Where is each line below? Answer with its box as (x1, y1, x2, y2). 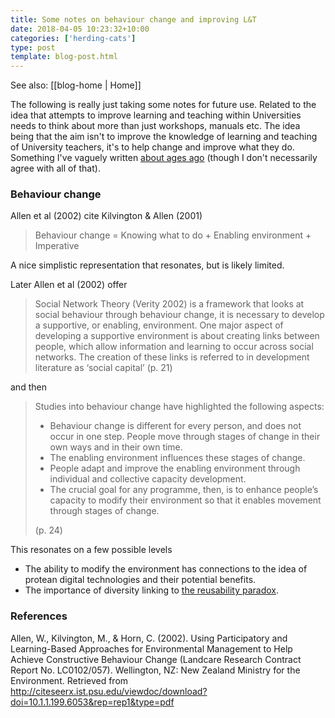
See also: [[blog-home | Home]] (10, 79, 142, 91)
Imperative (34, 240, 80, 252)
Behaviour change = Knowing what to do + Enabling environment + (34, 229, 312, 241)
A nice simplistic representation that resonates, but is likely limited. (10, 259, 285, 271)
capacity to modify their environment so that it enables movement (49, 494, 322, 506)
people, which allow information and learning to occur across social (34, 341, 314, 353)
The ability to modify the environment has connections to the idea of (24, 563, 308, 575)
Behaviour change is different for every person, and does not (49, 420, 302, 432)
